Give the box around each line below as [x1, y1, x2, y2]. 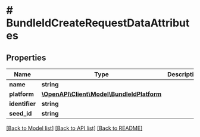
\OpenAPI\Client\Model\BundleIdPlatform [41, 90, 162, 98]
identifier [9, 99, 36, 108]
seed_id [9, 110, 32, 117]
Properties [6, 52, 46, 63]
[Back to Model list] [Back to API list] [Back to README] [6, 124, 143, 132]
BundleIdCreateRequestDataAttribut [6, 16, 190, 30]
